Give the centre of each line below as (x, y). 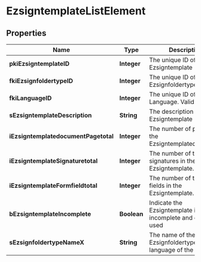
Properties (26, 33)
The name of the (172, 235)
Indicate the (166, 203)
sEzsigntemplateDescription (51, 115)
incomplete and (171, 218)
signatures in (167, 161)
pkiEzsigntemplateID (39, 64)
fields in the (166, 185)
